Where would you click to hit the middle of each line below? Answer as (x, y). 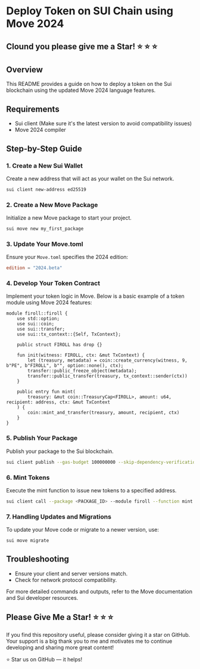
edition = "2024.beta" (34, 268)
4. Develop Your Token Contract (53, 283)
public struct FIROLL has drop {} (60, 345)
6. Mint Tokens (28, 477)
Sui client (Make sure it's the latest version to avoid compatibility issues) (103, 124)
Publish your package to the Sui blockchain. (60, 451)
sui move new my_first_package (45, 229)
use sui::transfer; (41, 329)
